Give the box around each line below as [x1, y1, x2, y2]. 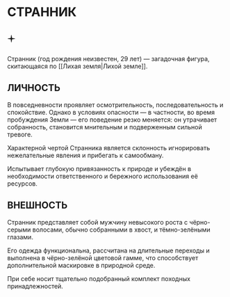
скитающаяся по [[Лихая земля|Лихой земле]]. [7, 62, 148, 70]
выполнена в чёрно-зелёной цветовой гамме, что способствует [7, 253, 199, 262]
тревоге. [7, 130, 33, 138]
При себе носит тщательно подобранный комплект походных [7, 274, 191, 282]
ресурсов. [7, 179, 38, 188]
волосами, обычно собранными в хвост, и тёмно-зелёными [32, 225, 211, 234]
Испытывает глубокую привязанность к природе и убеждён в [7, 164, 192, 172]
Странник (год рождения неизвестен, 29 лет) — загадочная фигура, [7, 55, 210, 63]
